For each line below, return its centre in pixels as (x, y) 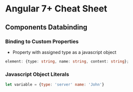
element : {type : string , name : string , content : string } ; (67, 61)
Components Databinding (46, 27)
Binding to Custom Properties (42, 41)
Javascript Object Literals (37, 74)
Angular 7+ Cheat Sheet (56, 9)
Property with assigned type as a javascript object (64, 52)
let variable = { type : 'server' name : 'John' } (55, 85)
